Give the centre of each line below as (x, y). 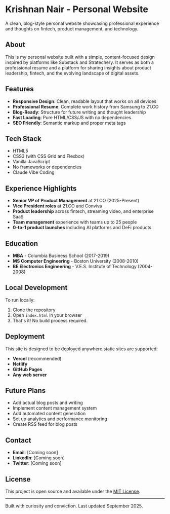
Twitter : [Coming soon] (37, 463)
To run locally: (20, 300)
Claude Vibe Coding (33, 172)
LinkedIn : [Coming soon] (38, 458)
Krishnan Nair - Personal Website (77, 9)
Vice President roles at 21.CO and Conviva (57, 206)
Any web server (30, 375)
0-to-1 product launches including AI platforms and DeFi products (82, 228)
